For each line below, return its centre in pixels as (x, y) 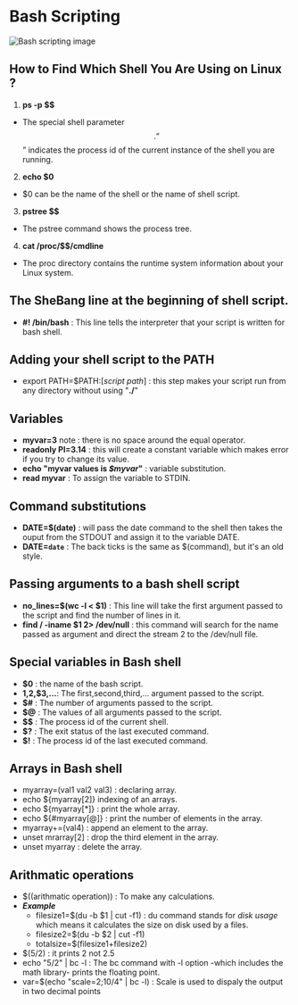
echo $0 (38, 177)
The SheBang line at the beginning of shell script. (149, 301)
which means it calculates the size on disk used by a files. (142, 925)
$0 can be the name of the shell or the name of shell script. (131, 194)
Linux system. (48, 272)
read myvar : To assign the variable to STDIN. (106, 478)
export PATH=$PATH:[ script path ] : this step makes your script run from (154, 381)
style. (32, 556)
